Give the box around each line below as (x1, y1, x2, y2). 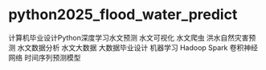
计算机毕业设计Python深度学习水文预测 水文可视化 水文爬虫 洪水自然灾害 (8, 33, 249, 42)
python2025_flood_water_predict (8, 6, 238, 24)
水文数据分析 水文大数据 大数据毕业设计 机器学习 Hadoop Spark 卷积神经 (17, 42, 259, 52)
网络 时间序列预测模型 (8, 52, 81, 62)
